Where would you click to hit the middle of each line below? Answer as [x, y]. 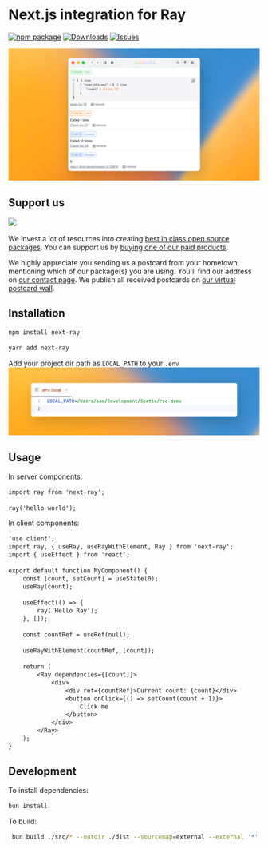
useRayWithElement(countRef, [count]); [89, 651]
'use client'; [32, 539]
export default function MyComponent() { [78, 571]
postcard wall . [32, 288]
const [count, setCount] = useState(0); [91, 579]
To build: [23, 822]
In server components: [45, 476]
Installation [37, 313]
